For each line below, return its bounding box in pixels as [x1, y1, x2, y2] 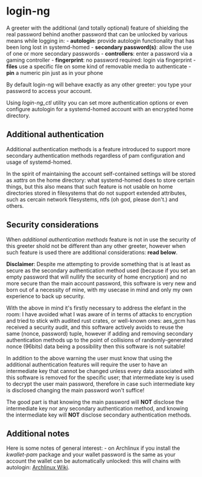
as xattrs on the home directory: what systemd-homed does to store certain [6, 177, 195, 184]
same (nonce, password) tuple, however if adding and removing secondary [6, 329, 193, 337]
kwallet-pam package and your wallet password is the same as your [6, 451, 176, 458]
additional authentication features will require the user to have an [6, 361, 168, 368]
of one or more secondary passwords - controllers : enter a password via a [6, 50, 193, 57]
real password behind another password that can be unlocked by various [6, 30, 188, 37]
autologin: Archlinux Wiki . [6, 464, 70, 471]
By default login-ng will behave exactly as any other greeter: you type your [6, 80, 192, 88]
